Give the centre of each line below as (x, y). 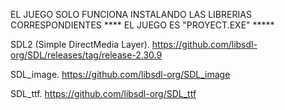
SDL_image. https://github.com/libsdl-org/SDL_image (120, 74)
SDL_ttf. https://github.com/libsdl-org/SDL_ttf (103, 93)
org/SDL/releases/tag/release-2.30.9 (86, 55)
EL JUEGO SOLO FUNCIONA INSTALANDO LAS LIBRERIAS (131, 14)
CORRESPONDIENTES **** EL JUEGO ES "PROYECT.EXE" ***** (142, 25)
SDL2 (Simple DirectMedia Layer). (80, 44)
